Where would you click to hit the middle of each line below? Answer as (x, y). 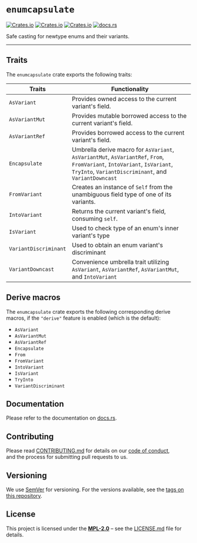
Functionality (130, 89)
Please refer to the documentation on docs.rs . (62, 418)
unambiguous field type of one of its (122, 194)
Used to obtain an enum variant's (117, 245)
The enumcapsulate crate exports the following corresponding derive (89, 311)
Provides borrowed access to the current (128, 132)
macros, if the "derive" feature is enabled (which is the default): (84, 318)
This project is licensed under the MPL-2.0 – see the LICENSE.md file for (94, 528)
